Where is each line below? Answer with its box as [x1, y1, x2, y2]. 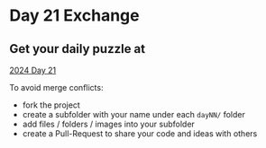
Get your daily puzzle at [9, 41, 146, 57]
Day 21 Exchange [9, 5, 140, 26]
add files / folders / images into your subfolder [22, 118, 196, 129]
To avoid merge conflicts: [9, 83, 104, 92]
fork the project [22, 100, 81, 110]
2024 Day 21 [9, 65, 57, 75]
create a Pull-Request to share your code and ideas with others [22, 128, 258, 139]
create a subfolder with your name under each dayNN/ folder [22, 109, 246, 119]
